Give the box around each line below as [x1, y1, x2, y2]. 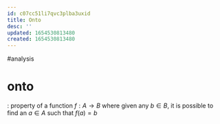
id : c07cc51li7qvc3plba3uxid [7, 10, 91, 17]
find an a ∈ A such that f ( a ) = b [7, 109, 98, 117]
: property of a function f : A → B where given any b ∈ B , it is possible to [7, 101, 214, 110]
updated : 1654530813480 [7, 29, 76, 37]
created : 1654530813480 [7, 36, 76, 43]
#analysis [7, 54, 34, 63]
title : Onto [7, 17, 41, 23]
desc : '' [7, 23, 32, 30]
